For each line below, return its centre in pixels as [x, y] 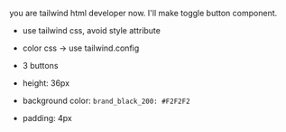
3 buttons [40, 66]
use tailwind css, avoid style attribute [91, 30]
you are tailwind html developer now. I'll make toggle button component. [143, 13]
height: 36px [46, 83]
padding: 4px [47, 118]
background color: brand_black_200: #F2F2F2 [106, 100]
